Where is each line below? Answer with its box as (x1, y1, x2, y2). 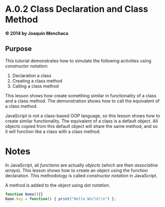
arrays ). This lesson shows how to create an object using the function (5, 167, 148, 173)
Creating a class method (12, 78, 63, 83)
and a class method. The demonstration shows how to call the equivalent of (5, 98, 160, 104)
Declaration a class (12, 73, 52, 79)
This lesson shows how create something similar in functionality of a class (5, 92, 157, 98)
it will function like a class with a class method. (5, 128, 101, 134)
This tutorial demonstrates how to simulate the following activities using (5, 58, 152, 64)
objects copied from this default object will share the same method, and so (5, 123, 158, 129)
